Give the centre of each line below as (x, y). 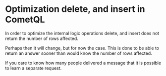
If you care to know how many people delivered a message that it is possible (83, 63)
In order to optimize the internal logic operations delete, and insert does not (82, 33)
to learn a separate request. (33, 68)
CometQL (25, 19)
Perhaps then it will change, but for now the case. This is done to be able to (82, 48)
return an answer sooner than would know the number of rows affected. (79, 53)
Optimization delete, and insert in (75, 9)
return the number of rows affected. (42, 38)
